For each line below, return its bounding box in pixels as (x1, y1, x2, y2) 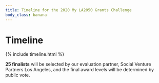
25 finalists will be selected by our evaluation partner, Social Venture (5, 61, 151, 67)
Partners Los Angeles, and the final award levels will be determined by (5, 67, 154, 73)
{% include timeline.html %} (5, 51, 65, 57)
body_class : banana (5, 12, 47, 17)
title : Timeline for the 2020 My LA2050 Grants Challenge (5, 7, 132, 13)
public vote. (5, 72, 30, 78)
